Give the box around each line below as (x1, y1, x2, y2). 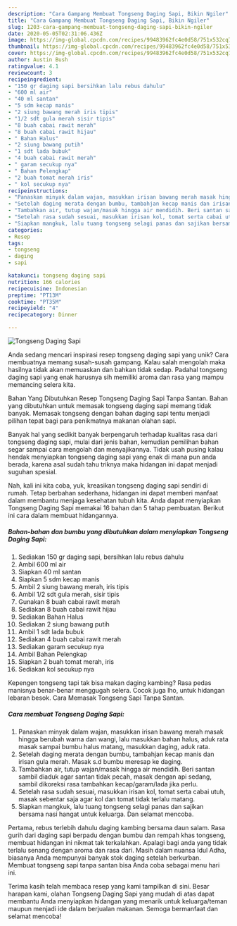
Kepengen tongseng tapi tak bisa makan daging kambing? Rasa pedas (8, 678, 212, 687)
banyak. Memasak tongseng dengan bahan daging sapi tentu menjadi (8, 409, 210, 417)
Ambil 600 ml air (18, 560, 66, 568)
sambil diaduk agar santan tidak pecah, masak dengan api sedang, (18, 772, 212, 781)
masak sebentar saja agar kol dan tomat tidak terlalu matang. (18, 794, 196, 803)
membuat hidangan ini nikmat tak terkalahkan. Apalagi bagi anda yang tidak (8, 838, 227, 846)
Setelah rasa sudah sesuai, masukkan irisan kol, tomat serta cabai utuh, (18, 787, 226, 796)
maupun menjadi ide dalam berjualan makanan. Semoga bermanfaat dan (8, 904, 219, 913)
